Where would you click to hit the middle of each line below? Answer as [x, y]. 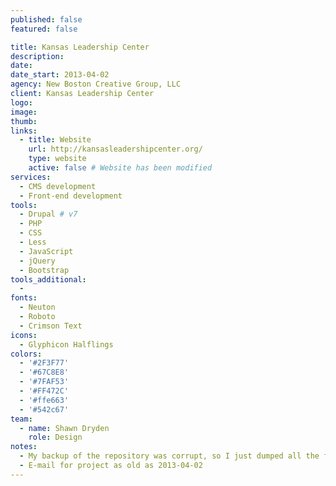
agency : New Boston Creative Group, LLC [96, 84]
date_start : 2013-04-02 [60, 75]
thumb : [24, 121]
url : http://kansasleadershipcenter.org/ [115, 149]
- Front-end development [71, 196]
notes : [24, 447]
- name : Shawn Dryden [64, 428]
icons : [24, 335]
